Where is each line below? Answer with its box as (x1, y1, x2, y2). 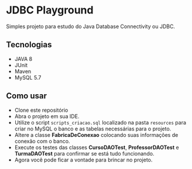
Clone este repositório (14, 106, 68, 113)
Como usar (6, 91, 47, 101)
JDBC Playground (6, 4, 94, 17)
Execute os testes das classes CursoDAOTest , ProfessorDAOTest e (14, 144, 180, 151)
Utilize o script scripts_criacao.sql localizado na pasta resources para (14, 119, 186, 126)
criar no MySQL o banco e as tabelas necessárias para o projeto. (14, 125, 172, 132)
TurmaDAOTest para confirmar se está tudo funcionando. (14, 150, 155, 157)
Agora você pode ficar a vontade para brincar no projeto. (14, 156, 153, 163)
